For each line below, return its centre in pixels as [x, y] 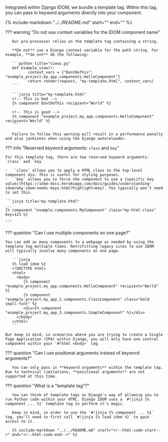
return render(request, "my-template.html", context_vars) [91, 81]
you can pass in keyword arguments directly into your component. [74, 13]
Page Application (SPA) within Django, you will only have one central [82, 339]
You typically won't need [136, 188]
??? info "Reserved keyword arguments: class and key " [62, 148]
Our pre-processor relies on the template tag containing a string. [85, 41]
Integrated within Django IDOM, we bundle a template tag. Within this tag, [81, 7]
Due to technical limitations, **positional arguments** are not [75, 372]
